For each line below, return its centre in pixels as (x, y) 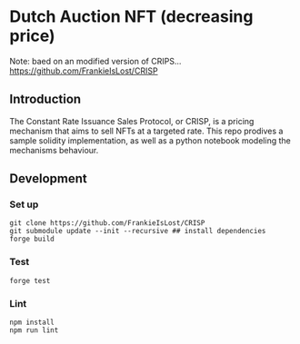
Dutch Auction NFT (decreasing (131, 17)
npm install (32, 323)
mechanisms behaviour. (54, 150)
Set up (24, 204)
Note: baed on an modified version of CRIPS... (95, 61)
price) (33, 36)
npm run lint (34, 330)
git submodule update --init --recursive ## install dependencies (138, 231)
